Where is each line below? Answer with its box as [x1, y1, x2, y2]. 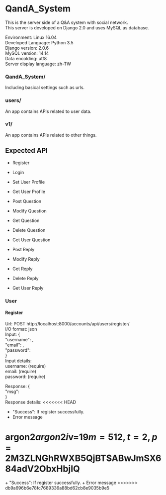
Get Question [12, 217, 40, 223]
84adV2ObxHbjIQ [5, 463, 81, 474]
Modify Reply [12, 256, 40, 262]
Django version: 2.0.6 [5, 45, 49, 51]
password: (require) [5, 374, 46, 380]
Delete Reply [12, 275, 39, 281]
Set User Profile [12, 179, 45, 185]
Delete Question [12, 227, 46, 233]
